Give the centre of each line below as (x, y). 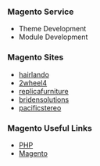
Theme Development (52, 29)
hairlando (34, 74)
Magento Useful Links (50, 128)
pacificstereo (40, 107)
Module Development (53, 37)
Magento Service (41, 12)
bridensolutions (44, 99)
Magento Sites (36, 57)
